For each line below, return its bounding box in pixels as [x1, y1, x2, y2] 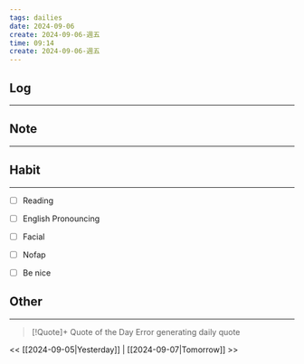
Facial [22, 231, 45, 242]
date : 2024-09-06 [9, 22, 75, 31]
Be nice [22, 267, 52, 278]
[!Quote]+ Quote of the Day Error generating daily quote [31, 326, 241, 337]
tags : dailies [9, 13, 63, 23]
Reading [22, 195, 54, 206]
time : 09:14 [9, 38, 54, 48]
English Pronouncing [22, 213, 100, 224]
